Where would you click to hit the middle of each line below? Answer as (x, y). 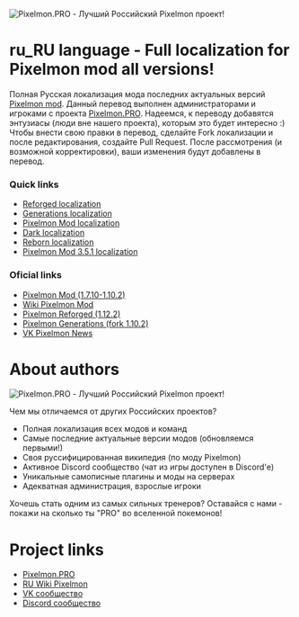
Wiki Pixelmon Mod (58, 304)
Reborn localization (58, 242)
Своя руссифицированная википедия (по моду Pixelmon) (132, 458)
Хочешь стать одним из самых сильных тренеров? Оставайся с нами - (146, 504)
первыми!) (43, 448)
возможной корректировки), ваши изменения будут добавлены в (135, 151)
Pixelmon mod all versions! (112, 70)
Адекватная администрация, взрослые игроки (112, 487)
